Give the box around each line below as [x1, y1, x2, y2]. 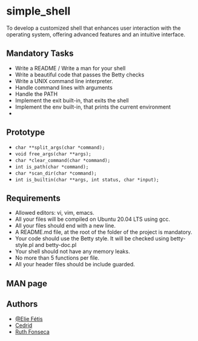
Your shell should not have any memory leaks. [15, 248, 130, 255]
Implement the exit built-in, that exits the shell [15, 96, 129, 104]
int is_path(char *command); [15, 164, 89, 170]
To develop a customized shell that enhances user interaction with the [6, 24, 181, 32]
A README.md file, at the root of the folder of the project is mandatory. [15, 229, 193, 236]
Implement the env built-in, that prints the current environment [15, 103, 171, 110]
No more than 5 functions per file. [15, 254, 100, 262]
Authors [6, 299, 38, 309]
